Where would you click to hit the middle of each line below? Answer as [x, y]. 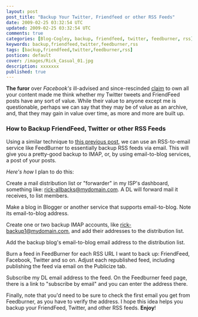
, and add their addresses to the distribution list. [126, 231]
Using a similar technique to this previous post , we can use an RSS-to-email [98, 141]
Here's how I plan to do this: [40, 172]
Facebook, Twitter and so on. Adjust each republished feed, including [90, 260]
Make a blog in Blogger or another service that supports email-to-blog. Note [99, 207]
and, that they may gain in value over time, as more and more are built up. [95, 114]
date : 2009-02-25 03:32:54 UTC [44, 22]
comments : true [25, 34]
